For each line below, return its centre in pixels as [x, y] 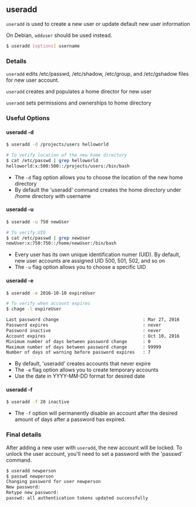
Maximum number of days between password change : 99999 [84, 347]
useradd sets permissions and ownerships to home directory [79, 103]
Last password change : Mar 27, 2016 [93, 320]
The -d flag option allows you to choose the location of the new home [99, 177]
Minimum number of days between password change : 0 [78, 341]
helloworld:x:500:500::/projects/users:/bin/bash [68, 166]
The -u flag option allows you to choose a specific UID [80, 267]
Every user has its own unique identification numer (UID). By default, [97, 254]
